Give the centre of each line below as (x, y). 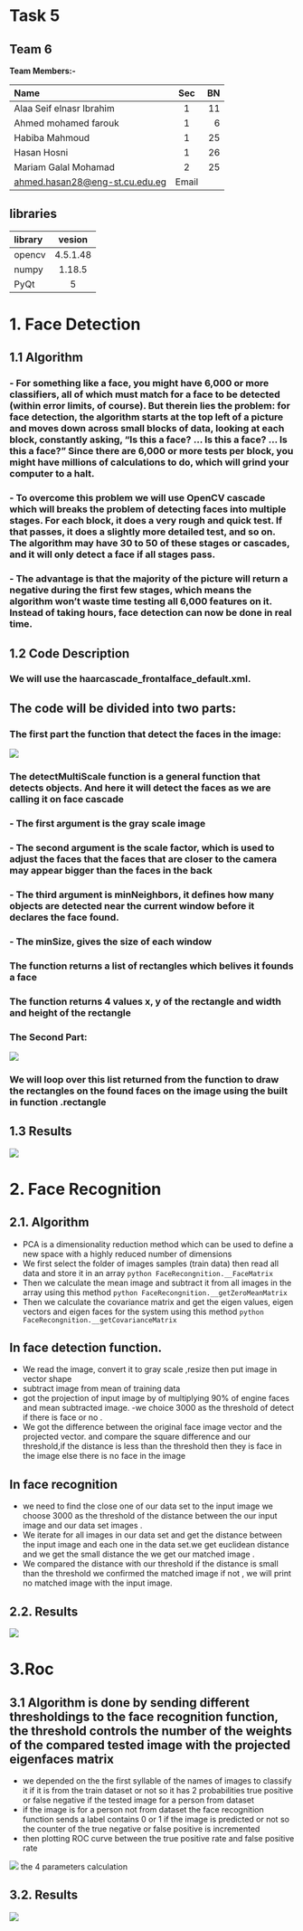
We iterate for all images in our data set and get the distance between (152, 1535)
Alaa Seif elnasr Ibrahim (64, 108)
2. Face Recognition (85, 1189)
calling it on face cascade (67, 800)
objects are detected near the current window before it (132, 905)
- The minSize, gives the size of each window (111, 942)
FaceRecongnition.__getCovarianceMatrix (99, 1320)
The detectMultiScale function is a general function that (135, 777)
